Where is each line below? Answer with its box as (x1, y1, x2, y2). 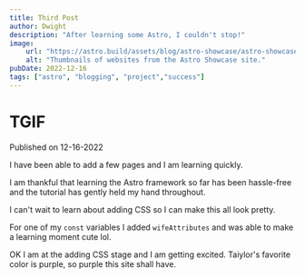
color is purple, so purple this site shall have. (9, 258, 177, 269)
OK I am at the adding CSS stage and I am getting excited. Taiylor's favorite (9, 249, 291, 260)
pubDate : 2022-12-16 (9, 65, 88, 74)
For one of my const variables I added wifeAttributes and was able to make (9, 222, 294, 233)
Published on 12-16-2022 (9, 142, 103, 153)
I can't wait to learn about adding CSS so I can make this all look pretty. (9, 204, 276, 214)
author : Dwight (9, 22, 67, 31)
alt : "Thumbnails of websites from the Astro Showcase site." (25, 55, 266, 65)
